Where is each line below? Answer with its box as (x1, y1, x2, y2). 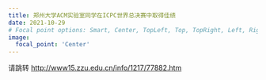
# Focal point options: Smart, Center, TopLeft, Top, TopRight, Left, (8, 26, 246, 34)
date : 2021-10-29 (8, 19, 66, 27)
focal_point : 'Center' (15, 41, 90, 49)
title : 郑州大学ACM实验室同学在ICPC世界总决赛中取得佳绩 (8, 11, 177, 20)
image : (8, 33, 30, 42)
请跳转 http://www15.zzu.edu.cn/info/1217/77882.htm (8, 64, 182, 73)
